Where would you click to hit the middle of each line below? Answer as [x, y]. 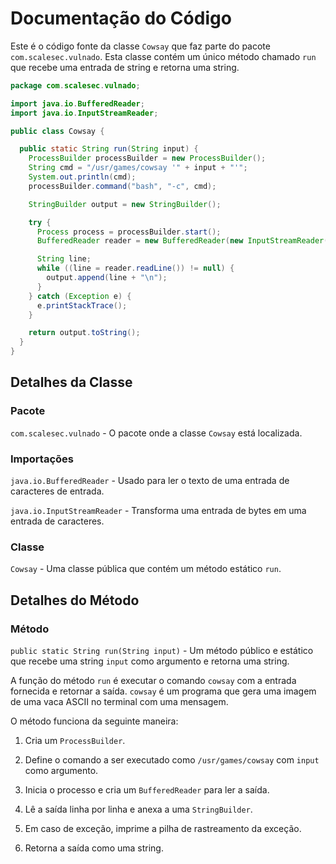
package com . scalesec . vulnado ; [75, 85]
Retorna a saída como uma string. [94, 848]
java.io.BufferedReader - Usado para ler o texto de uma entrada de [150, 481]
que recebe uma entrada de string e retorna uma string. [125, 67]
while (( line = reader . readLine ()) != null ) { [135, 268]
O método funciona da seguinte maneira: [94, 721]
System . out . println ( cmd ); [82, 177]
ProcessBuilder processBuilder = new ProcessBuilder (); [147, 158]
